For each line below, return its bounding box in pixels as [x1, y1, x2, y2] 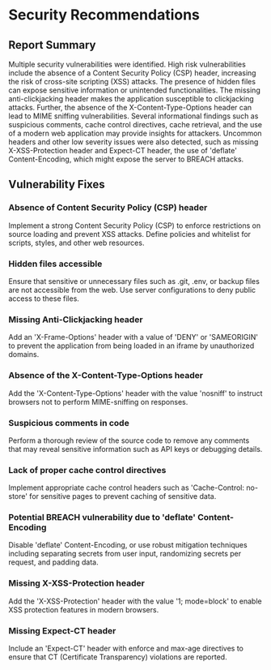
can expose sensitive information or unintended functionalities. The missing [8, 85, 260, 95]
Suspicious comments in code [8, 417, 129, 428]
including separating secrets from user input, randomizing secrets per [8, 549, 242, 559]
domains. [8, 350, 40, 359]
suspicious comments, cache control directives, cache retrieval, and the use [8, 120, 263, 129]
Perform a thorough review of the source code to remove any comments [8, 436, 250, 445]
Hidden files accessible [8, 258, 103, 269]
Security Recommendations [8, 6, 201, 24]
